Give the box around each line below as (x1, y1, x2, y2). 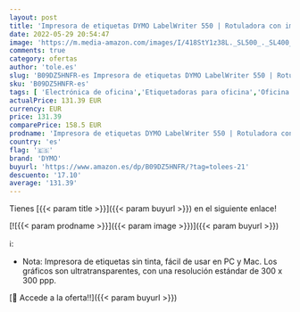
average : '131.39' (9, 179, 78, 188)
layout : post (9, 12, 58, 22)
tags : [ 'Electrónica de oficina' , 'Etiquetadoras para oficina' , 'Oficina (9, 87, 290, 96)
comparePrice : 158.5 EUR (9, 121, 102, 130)
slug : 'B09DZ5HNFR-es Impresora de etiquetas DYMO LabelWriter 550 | (9, 71, 274, 80)
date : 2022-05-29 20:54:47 (9, 29, 110, 38)
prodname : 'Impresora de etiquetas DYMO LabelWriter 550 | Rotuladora (9, 129, 278, 138)
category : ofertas (9, 54, 78, 63)
